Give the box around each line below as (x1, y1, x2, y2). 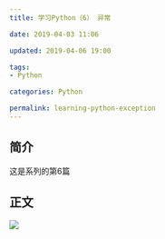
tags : (9, 63, 30, 72)
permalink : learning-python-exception (9, 104, 156, 114)
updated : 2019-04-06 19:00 (9, 46, 112, 55)
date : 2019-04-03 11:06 (9, 29, 100, 39)
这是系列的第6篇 (9, 165, 71, 176)
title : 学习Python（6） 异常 (9, 13, 112, 23)
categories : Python (9, 87, 83, 96)
